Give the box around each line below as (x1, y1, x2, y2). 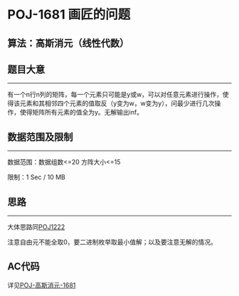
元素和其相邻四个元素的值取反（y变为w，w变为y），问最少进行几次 (19, 99, 215, 107)
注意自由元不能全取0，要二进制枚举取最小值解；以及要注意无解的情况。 (7, 238, 217, 246)
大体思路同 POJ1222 (7, 223, 65, 231)
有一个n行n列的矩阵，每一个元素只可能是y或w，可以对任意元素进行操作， (7, 90, 223, 99)
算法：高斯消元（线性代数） (7, 37, 129, 49)
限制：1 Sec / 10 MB (7, 173, 65, 181)
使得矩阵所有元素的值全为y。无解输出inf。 (19, 108, 144, 117)
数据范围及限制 (7, 131, 73, 143)
